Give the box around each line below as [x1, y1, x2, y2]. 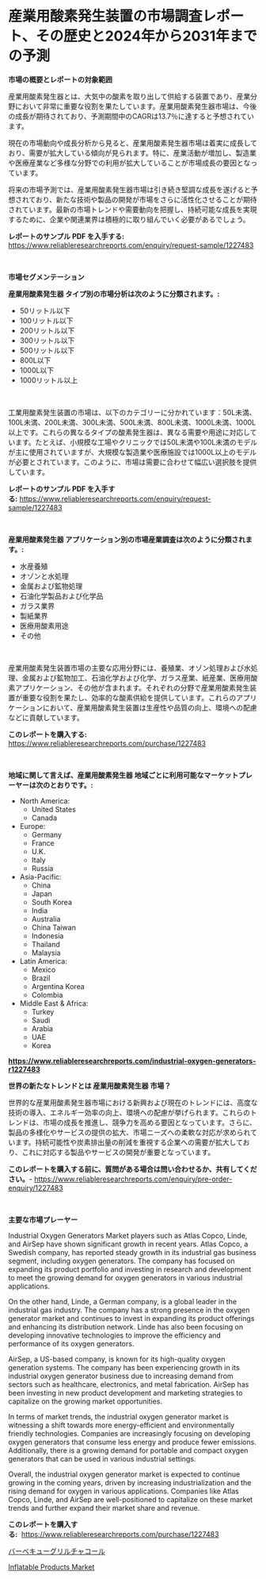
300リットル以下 [19, 335, 75, 345]
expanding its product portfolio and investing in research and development [8, 1264, 252, 1274]
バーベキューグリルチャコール [8, 1546, 105, 1556]
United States [31, 804, 77, 814]
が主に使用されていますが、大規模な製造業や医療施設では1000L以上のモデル [8, 447, 257, 456]
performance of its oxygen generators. [8, 1338, 135, 1348]
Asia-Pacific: [19, 872, 62, 881]
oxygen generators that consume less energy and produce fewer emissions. [8, 1437, 257, 1446]
